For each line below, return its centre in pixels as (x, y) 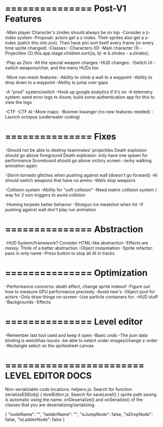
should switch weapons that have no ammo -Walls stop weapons (70, 180)
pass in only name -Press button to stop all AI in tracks (60, 253)
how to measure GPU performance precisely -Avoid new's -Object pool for (80, 291)
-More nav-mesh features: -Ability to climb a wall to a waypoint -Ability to (79, 77)
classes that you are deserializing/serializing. (50, 405)
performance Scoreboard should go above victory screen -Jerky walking (78, 160)
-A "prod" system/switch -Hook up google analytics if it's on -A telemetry (79, 92)
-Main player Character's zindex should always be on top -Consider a (75, 32)
